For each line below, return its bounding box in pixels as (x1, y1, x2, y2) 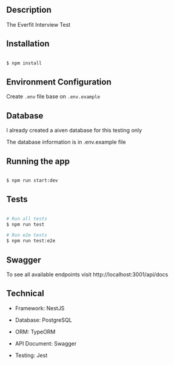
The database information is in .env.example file (6, 138, 126, 146)
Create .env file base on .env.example (6, 93, 101, 100)
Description (6, 5, 52, 15)
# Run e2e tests (6, 232, 47, 239)
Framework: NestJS (15, 304, 65, 312)
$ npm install (6, 60, 42, 66)
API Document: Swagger (15, 339, 77, 347)
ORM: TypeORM (15, 328, 56, 335)
